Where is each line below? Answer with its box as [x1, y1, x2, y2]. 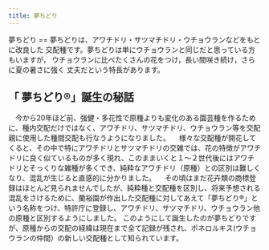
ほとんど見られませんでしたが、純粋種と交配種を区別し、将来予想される [22, 183, 261, 193]
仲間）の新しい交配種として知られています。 [35, 233, 183, 243]
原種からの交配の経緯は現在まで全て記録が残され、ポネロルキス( [22, 224, 236, 233]
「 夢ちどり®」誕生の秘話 [8, 91, 134, 104]
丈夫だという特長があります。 [66, 65, 165, 75]
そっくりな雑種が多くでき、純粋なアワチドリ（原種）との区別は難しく [29, 163, 261, 173]
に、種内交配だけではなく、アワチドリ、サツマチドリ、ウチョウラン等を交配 [8, 123, 261, 133]
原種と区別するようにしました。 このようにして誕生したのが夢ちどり [14, 213, 243, 223]
